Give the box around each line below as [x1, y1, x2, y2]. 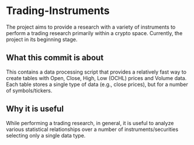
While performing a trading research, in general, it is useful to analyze [6, 119, 174, 126]
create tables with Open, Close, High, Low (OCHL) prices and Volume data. [6, 74, 187, 81]
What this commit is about [6, 53, 104, 63]
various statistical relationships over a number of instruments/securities [6, 126, 179, 133]
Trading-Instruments [6, 4, 110, 18]
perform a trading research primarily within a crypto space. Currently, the [6, 29, 183, 36]
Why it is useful [6, 104, 64, 114]
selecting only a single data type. [6, 132, 86, 139]
